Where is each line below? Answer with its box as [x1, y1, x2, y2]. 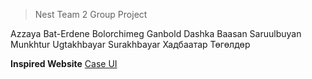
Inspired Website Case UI [10, 58, 118, 69]
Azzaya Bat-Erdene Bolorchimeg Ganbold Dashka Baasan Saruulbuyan [10, 28, 302, 39]
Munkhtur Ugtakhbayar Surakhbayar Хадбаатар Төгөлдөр [10, 39, 251, 50]
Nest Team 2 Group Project [34, 9, 148, 20]
